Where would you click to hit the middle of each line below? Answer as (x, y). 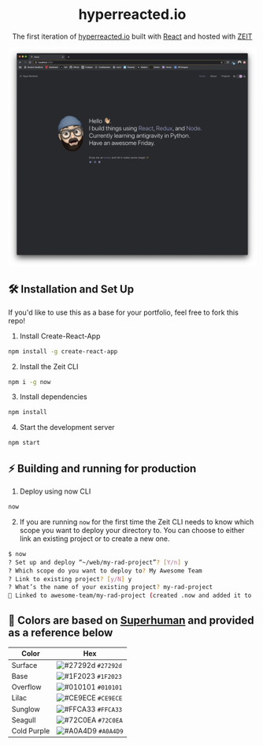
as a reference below (61, 632)
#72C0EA (111, 720)
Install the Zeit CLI (49, 366)
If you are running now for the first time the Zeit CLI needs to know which (137, 521)
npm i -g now (30, 382)
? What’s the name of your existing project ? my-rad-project (111, 587)
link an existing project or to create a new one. (95, 539)
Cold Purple (31, 731)
